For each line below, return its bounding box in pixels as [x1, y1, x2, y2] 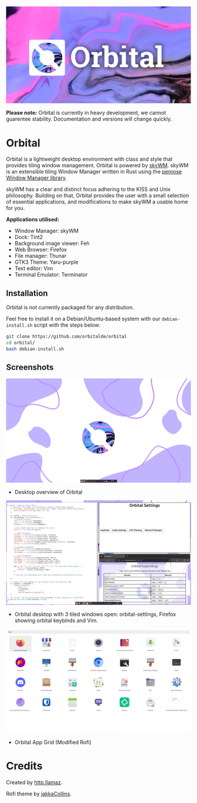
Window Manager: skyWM [14, 227, 79, 234]
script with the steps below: [33, 321, 101, 328]
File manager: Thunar [14, 253, 67, 260]
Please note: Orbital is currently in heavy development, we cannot [6, 109, 167, 117]
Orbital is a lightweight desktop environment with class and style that [6, 155, 173, 162]
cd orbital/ [6, 340, 35, 346]
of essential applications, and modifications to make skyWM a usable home [6, 198, 188, 205]
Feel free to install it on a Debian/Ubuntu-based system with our [6, 316, 161, 323]
